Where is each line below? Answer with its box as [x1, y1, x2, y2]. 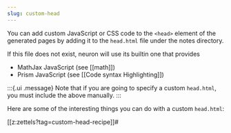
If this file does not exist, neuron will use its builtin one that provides [7, 50, 200, 58]
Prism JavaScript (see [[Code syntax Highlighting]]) [17, 70, 164, 79]
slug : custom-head [7, 10, 60, 17]
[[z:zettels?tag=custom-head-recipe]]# [7, 118, 119, 126]
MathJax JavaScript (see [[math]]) [17, 63, 116, 71]
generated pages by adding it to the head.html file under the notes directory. [7, 36, 224, 45]
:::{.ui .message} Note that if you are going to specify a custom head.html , [7, 83, 217, 92]
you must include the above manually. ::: [7, 91, 122, 99]
